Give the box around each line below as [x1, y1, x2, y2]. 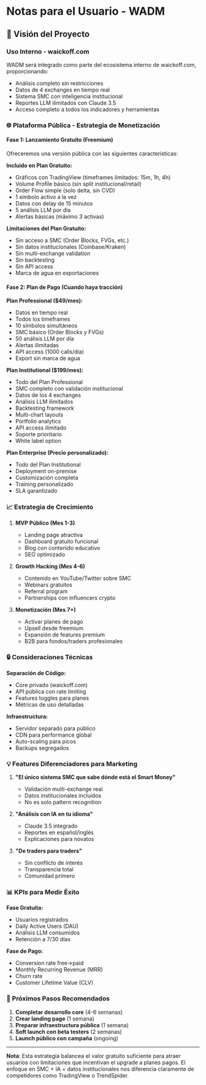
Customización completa [15, 474, 78, 482]
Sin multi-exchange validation [15, 250, 91, 257]
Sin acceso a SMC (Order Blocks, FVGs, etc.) [15, 237, 129, 244]
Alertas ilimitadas [15, 342, 59, 349]
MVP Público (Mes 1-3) [15, 519, 75, 527]
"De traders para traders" [15, 847, 83, 855]
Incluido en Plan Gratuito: [6, 162, 72, 169]
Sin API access [15, 263, 53, 270]
